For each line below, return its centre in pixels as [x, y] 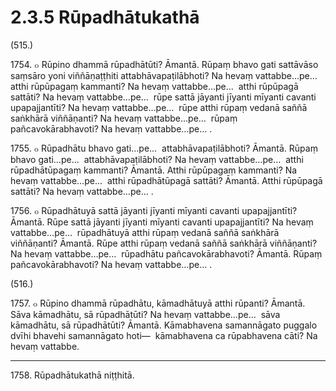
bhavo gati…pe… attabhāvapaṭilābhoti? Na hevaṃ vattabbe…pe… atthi [157, 159]
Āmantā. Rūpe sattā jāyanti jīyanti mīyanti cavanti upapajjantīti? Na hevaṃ [162, 222]
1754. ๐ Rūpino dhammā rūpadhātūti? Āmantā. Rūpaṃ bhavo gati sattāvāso [164, 64]
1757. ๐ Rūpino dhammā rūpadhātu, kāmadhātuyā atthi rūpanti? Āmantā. [158, 303]
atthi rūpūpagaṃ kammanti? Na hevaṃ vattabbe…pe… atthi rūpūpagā [154, 86]
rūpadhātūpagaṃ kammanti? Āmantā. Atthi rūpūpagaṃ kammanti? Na [154, 170]
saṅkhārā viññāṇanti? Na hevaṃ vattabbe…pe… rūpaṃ [124, 118]
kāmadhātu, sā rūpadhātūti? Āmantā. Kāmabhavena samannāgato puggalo [164, 325]
